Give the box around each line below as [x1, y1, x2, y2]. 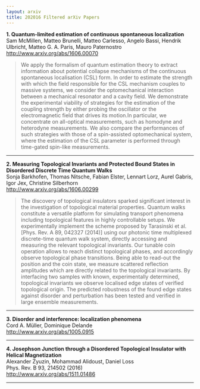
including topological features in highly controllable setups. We [20, 216, 176, 223]
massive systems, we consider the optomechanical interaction [20, 86, 174, 93]
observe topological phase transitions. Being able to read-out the [20, 254, 180, 261]
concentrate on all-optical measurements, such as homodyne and [20, 118, 183, 125]
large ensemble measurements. [20, 298, 98, 305]
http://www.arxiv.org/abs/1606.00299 [6, 186, 99, 193]
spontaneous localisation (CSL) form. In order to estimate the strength [20, 74, 193, 81]
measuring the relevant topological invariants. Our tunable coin [20, 241, 176, 249]
